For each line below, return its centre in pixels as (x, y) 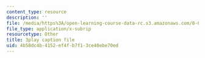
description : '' (27, 18)
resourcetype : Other (33, 34)
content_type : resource (37, 12)
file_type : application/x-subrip (49, 29)
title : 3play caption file (41, 40)
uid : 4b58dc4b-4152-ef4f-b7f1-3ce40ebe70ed (63, 46)
